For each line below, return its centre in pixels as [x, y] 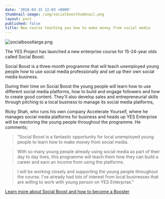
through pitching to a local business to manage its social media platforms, [80, 102]
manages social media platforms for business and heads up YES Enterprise [81, 117]
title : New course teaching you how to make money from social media [78, 28]
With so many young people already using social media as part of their [89, 152]
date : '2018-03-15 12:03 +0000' [38, 10]
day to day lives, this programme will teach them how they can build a [88, 157]
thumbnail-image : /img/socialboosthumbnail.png [55, 14]
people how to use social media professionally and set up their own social [80, 71]
